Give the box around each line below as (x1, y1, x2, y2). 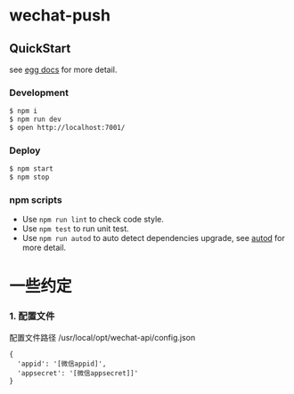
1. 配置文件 (9, 310, 55, 323)
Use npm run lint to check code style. (21, 214, 165, 225)
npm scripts (9, 193, 62, 205)
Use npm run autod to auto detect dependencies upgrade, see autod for (21, 233, 285, 244)
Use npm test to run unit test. (21, 223, 129, 234)
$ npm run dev (9, 115, 62, 125)
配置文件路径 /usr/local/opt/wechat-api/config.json (9, 332, 196, 342)
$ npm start (9, 165, 53, 173)
